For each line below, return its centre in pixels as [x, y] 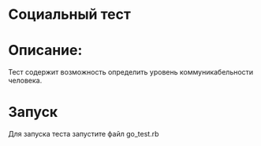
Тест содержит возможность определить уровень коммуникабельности [131, 72]
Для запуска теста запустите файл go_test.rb [84, 134]
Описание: [45, 51]
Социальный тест [70, 15]
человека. [25, 81]
